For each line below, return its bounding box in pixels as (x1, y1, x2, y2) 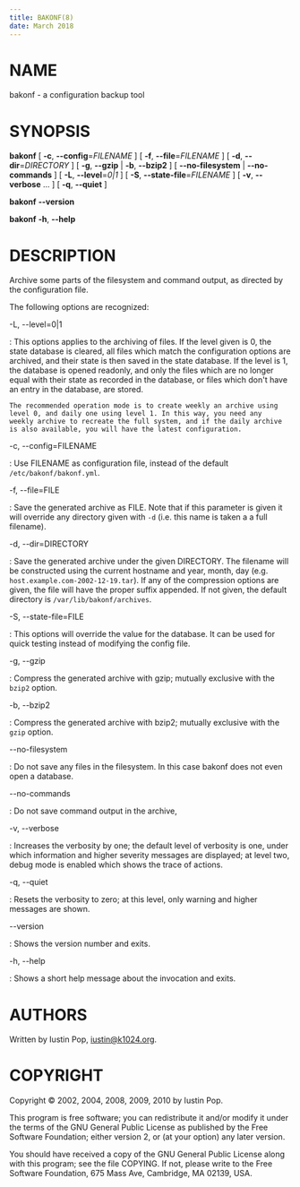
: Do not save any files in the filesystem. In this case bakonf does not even (9, 761, 283, 772)
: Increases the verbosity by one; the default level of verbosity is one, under (9, 840, 289, 851)
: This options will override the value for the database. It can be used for (9, 629, 276, 640)
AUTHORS (9, 1004, 88, 1025)
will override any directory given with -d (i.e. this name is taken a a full (9, 512, 268, 522)
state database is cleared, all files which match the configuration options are (9, 346, 291, 357)
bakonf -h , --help (9, 214, 76, 225)
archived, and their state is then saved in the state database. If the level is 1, (9, 356, 288, 366)
